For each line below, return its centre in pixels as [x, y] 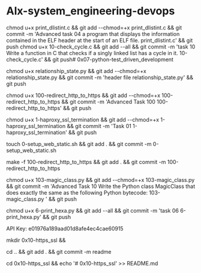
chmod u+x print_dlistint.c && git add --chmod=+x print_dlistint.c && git [94, 28]
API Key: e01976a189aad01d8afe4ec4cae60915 [65, 228]
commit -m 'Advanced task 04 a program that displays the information [93, 34]
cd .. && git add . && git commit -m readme [59, 251]
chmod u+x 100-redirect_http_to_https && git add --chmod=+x [83, 95]
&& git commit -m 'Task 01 [99, 126]
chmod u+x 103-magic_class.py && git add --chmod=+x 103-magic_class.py [100, 180]
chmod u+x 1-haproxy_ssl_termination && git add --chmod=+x [83, 119]
